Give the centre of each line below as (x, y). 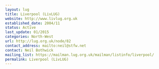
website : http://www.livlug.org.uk (41, 18)
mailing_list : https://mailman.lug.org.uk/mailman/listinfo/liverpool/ (79, 55)
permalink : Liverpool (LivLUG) (37, 59)
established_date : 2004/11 (33, 23)
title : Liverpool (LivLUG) (33, 14)
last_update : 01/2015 (27, 32)
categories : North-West (29, 37)
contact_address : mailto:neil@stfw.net (46, 46)
